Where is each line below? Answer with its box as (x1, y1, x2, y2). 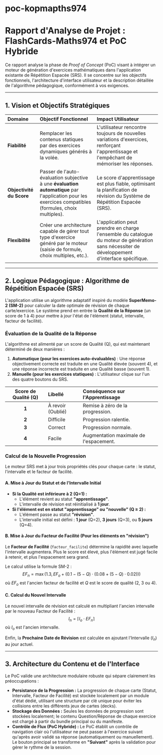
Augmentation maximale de (82, 432, 146, 439)
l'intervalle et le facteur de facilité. (5, 469, 73, 474)
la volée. (39, 154, 59, 161)
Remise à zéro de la (82, 402, 128, 409)
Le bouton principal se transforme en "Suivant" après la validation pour (12, 739, 156, 745)
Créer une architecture (39, 222, 92, 228)
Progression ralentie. (82, 416, 130, 423)
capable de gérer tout (39, 228, 89, 234)
